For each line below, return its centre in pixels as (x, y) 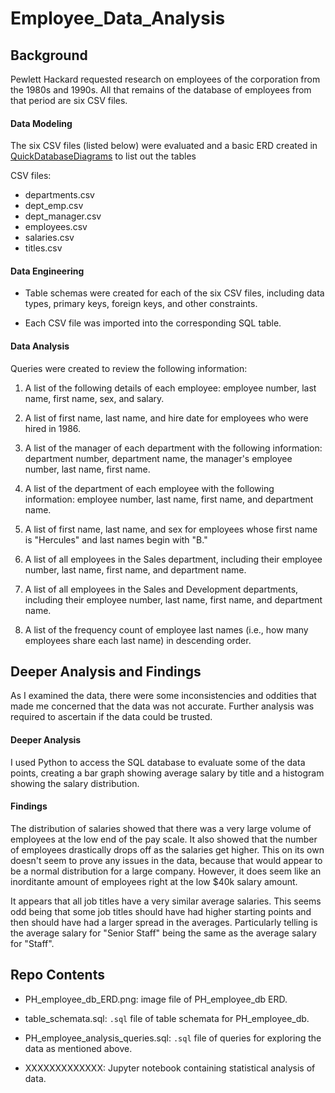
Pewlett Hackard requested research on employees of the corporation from (165, 79)
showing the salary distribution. (75, 783)
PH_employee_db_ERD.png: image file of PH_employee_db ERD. (156, 999)
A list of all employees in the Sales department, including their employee (173, 559)
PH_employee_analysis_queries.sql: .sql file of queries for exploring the (173, 1038)
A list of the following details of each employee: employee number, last (170, 388)
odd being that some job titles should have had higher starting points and (161, 911)
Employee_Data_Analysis (118, 18)
